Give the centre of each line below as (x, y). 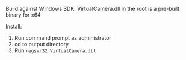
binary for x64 (23, 15)
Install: (14, 26)
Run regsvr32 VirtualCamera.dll (55, 50)
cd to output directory (42, 44)
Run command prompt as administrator (63, 38)
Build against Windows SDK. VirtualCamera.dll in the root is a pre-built (93, 9)
